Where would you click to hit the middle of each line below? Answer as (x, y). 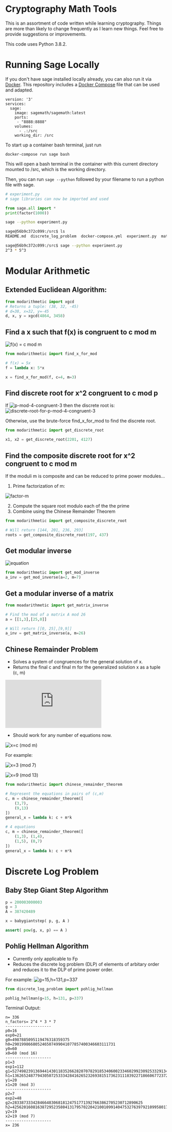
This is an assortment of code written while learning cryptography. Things (83, 23)
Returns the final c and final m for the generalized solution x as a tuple (87, 667)
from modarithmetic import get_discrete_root (55, 430)
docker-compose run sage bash (38, 154)
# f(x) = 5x (18, 363)
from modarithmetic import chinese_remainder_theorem (64, 785)
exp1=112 (15, 1067)
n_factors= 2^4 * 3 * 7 (31, 1022)
